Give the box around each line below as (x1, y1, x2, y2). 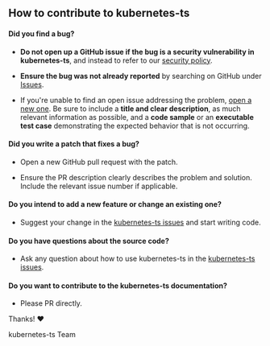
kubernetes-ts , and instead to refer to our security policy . (19, 56, 213, 65)
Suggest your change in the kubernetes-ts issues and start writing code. (19, 217, 261, 227)
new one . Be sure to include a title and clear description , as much (19, 104, 241, 113)
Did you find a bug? (8, 28, 75, 39)
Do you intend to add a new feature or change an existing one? (8, 200, 222, 209)
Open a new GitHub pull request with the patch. (19, 157, 179, 167)
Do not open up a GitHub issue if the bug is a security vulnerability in (19, 47, 255, 56)
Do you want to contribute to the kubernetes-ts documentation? (8, 281, 228, 290)
